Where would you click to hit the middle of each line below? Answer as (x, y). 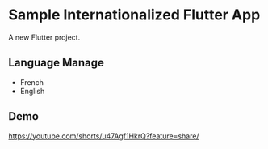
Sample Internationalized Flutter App (134, 15)
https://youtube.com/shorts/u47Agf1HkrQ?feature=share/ (104, 136)
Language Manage (57, 63)
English (32, 91)
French (32, 82)
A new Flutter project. (44, 37)
